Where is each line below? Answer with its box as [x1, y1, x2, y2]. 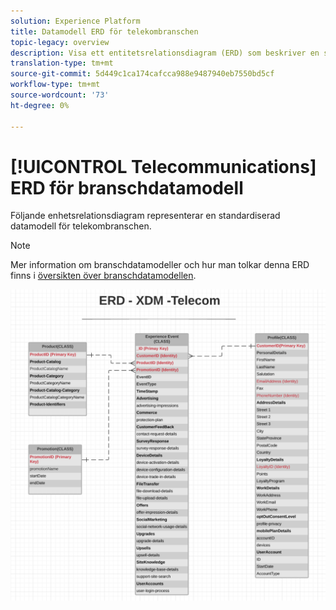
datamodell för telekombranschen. [10, 220, 152, 232]
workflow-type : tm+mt [10, 80, 101, 90]
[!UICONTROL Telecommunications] [10, 155, 317, 178]
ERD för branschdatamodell [10, 176, 244, 199]
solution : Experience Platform [10, 16, 141, 26]
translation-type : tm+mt [10, 58, 114, 69]
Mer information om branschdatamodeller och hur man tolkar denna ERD [10, 259, 310, 271]
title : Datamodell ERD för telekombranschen [10, 26, 199, 37]
